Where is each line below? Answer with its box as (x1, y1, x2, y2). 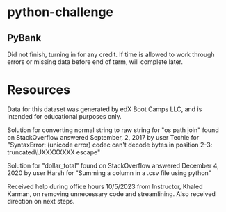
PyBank (7, 32, 42, 44)
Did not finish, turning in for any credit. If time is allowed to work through (7, 50, 215, 58)
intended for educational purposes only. (7, 112, 122, 120)
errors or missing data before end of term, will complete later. (7, 58, 183, 66)
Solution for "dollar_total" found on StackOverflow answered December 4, (7, 161, 219, 170)
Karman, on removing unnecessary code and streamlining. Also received (7, 189, 216, 198)
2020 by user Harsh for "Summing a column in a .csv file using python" (7, 168, 212, 177)
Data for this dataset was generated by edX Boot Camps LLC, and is (7, 105, 202, 113)
